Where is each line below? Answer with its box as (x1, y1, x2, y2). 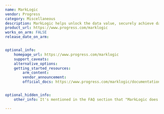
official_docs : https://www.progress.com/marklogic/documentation (22, 79, 161, 85)
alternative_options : (14, 61, 58, 66)
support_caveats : (14, 57, 49, 62)
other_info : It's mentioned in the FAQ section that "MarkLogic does (14, 97, 159, 102)
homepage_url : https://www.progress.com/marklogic (14, 52, 119, 57)
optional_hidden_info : (5, 92, 51, 97)
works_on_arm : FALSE (5, 30, 47, 35)
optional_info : (5, 47, 36, 52)
